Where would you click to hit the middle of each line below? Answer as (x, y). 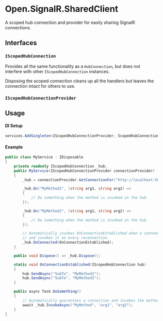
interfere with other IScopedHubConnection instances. (57, 71)
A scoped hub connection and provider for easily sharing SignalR (70, 22)
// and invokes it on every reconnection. (66, 238)
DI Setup (14, 126)
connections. (18, 27)
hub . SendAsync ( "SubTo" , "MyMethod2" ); (62, 278)
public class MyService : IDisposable (44, 157)
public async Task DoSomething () (48, 292)
